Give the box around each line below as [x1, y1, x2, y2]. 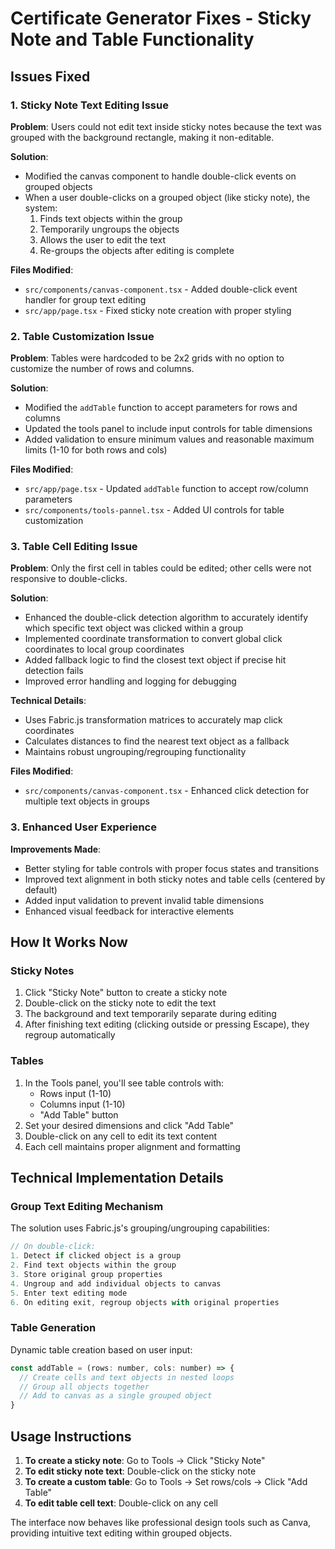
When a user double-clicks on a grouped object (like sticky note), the [24, 191, 311, 203]
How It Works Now [10, 934, 128, 951]
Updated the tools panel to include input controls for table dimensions [24, 423, 313, 435]
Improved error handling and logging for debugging [24, 675, 237, 687]
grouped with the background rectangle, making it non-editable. [10, 131, 275, 143]
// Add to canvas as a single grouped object [19, 1391, 213, 1401]
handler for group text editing [24, 293, 147, 306]
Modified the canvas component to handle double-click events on [24, 170, 297, 182]
